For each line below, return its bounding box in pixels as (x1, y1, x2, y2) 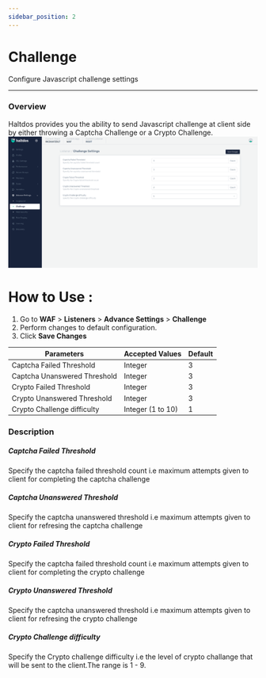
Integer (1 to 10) (123, 404, 178, 413)
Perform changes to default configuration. (19, 323, 158, 333)
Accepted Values (123, 349, 182, 358)
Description (8, 426, 55, 437)
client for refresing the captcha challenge (8, 521, 143, 531)
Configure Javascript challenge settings (8, 74, 139, 83)
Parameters (44, 349, 85, 358)
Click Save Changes (19, 331, 87, 341)
